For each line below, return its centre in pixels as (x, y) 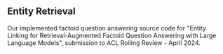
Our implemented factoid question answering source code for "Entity (107, 28)
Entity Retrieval (41, 11)
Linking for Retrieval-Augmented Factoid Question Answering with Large (112, 35)
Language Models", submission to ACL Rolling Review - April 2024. (104, 43)
